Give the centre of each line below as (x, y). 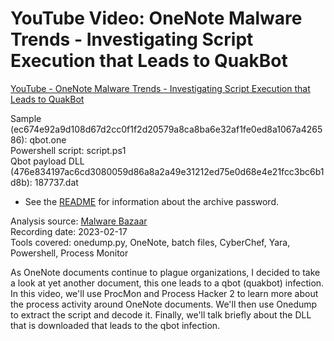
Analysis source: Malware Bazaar (79, 221)
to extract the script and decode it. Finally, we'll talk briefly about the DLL (161, 314)
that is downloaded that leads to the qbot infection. (115, 325)
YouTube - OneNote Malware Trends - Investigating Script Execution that (160, 88)
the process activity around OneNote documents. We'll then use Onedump (164, 304)
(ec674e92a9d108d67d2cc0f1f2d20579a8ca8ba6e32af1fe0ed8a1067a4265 (166, 129)
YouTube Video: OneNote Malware (156, 18)
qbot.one (48, 139)
